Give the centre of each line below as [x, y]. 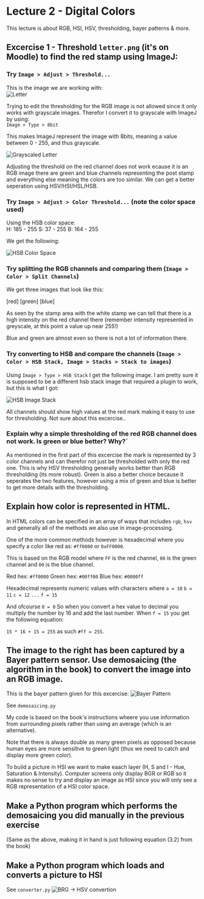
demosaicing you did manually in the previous [95, 815]
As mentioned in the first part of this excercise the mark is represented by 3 [101, 455]
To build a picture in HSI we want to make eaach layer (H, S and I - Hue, [96, 767]
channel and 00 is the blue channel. [51, 564]
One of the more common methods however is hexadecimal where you [95, 540]
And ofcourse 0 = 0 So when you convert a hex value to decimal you [93, 606]
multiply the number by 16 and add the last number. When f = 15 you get [98, 613]
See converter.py [28, 890]
